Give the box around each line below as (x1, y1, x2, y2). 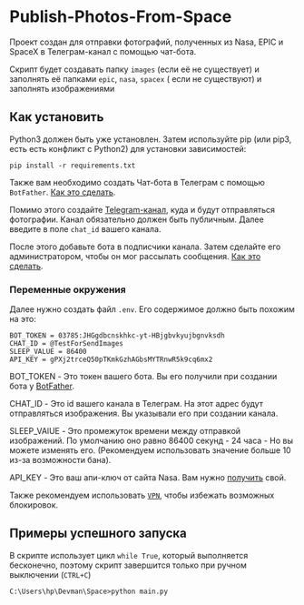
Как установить (9, 109, 104, 125)
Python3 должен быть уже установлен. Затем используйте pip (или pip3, (9, 134, 292, 145)
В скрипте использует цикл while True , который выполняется (9, 550, 249, 560)
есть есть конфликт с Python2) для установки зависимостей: (9, 143, 247, 154)
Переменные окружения (9, 283, 126, 296)
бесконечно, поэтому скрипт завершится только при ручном (9, 560, 247, 570)
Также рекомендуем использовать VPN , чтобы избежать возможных (9, 489, 275, 501)
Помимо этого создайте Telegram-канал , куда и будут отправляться (9, 204, 275, 215)
